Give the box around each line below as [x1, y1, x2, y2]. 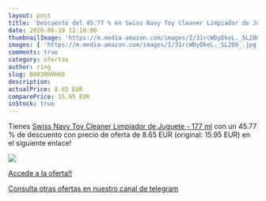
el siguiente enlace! [8, 138, 72, 148]
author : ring [8, 63, 51, 71]
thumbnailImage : [8, 33, 62, 42]
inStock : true [8, 100, 55, 108]
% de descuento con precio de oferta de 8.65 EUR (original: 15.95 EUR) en [8, 130, 251, 139]
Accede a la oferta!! [8, 169, 73, 178]
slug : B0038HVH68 [8, 70, 66, 78]
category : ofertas [8, 56, 69, 64]
